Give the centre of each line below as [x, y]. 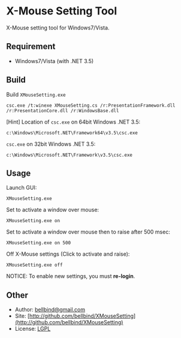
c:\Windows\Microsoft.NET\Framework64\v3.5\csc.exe [72, 133]
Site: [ [22, 316]
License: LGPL [33, 329]
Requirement [31, 47]
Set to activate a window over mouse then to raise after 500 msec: [88, 232]
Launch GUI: [22, 188]
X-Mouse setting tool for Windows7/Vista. [58, 28]
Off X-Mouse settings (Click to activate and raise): [68, 254]
